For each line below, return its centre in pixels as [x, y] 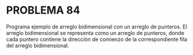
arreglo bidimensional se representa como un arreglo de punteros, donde [95, 33]
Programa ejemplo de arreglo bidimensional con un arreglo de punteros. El [97, 27]
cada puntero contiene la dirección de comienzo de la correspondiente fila [97, 39]
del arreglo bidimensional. [38, 46]
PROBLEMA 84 [43, 10]
